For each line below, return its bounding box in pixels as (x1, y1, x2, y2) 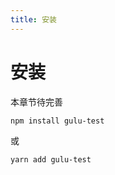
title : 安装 (10, 14, 57, 25)
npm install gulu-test (10, 116, 105, 126)
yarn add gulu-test (10, 155, 92, 165)
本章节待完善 (10, 96, 63, 108)
